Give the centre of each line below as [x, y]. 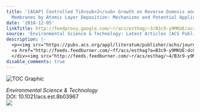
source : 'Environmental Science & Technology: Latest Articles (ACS [93, 34]
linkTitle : [20, 28]
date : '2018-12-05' [30, 23]
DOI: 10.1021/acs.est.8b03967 [43, 97]
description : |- [26, 39]
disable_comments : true [36, 61]
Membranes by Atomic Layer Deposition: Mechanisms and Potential [94, 17]
